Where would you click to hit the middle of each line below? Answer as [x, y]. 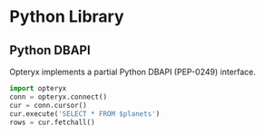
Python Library [67, 17]
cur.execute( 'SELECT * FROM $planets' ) [85, 114]
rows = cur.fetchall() [52, 122]
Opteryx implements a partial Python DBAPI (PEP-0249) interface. [133, 72]
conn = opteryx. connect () [58, 97]
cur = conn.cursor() [49, 105]
